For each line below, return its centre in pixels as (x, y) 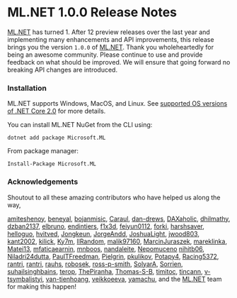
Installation (27, 88)
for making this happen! (42, 286)
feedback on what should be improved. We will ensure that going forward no (119, 62)
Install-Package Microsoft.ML (52, 164)
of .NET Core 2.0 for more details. (57, 111)
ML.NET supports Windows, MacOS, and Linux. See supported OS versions (117, 104)
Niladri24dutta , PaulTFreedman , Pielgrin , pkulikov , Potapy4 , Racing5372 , (113, 256)
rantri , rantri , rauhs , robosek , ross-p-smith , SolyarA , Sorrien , (95, 264)
